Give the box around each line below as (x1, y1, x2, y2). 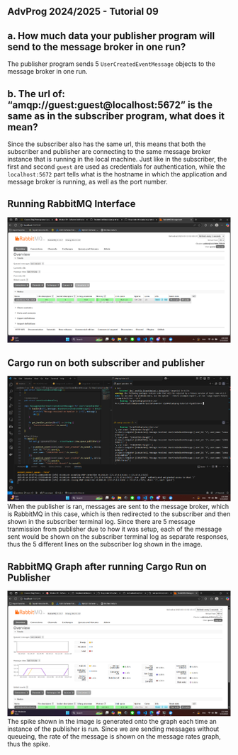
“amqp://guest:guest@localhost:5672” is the (7, 99, 212, 111)
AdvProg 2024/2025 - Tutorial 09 (7, 6, 159, 18)
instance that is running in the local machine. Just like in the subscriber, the (7, 155, 227, 164)
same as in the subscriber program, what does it (7, 110, 225, 122)
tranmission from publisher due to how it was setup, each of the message (7, 525, 222, 534)
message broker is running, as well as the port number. (7, 177, 168, 186)
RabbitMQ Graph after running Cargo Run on (7, 560, 207, 573)
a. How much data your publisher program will (7, 30, 215, 42)
